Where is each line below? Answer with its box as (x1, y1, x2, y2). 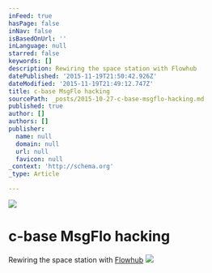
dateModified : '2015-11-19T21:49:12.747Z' (8, 79, 154, 87)
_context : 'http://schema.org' (8, 163, 114, 171)
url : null (15, 147, 49, 156)
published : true (8, 102, 63, 110)
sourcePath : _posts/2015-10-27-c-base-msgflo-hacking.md (8, 95, 205, 103)
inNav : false (8, 27, 53, 35)
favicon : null (15, 155, 63, 163)
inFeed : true (8, 11, 53, 20)
